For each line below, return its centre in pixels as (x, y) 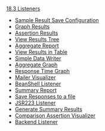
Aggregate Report (37, 45)
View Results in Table (41, 52)
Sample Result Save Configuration (57, 20)
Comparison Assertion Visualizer (55, 115)
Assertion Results (36, 33)
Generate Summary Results (48, 109)
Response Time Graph (42, 71)
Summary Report (35, 90)
